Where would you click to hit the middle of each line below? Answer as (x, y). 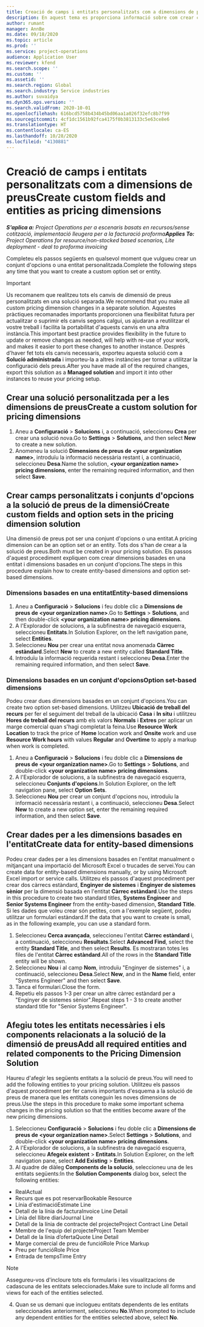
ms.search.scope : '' (32, 68)
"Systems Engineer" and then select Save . (68, 980)
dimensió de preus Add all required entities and (97, 1044)
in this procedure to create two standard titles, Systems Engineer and (94, 898)
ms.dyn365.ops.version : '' (40, 102)
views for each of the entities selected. (55, 1292)
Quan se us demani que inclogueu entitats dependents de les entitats (102, 1304)
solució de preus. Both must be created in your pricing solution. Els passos (99, 552)
